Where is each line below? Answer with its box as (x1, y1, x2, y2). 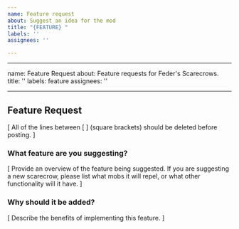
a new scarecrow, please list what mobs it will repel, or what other (7, 172, 201, 181)
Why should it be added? (7, 197, 95, 207)
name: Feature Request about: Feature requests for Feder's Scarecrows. (7, 69, 219, 78)
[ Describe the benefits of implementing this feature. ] (7, 213, 165, 222)
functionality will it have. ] (7, 179, 83, 188)
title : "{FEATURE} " (7, 23, 69, 31)
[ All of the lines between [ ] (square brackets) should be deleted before (7, 122, 218, 132)
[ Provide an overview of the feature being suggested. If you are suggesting (7, 164, 230, 173)
